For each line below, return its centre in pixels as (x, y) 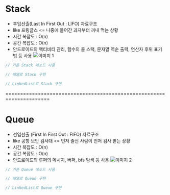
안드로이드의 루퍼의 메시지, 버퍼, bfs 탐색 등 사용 (61, 160)
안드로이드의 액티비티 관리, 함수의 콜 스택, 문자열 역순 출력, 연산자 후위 (83, 49)
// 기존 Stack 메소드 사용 (30, 65)
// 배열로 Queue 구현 (26, 179)
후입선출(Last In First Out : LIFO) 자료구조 (55, 23)
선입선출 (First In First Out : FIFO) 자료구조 (56, 134)
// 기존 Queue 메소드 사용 (30, 169)
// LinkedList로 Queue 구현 (33, 188)
